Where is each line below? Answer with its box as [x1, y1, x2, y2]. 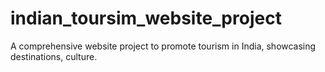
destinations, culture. [10, 50, 98, 62]
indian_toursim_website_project [10, 7, 282, 30]
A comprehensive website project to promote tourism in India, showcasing [10, 40, 317, 52]
